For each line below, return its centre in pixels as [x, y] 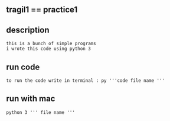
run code [23, 67]
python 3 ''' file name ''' [41, 112]
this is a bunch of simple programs [51, 44]
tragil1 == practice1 [42, 10]
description [28, 30]
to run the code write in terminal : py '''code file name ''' [86, 81]
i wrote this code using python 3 [49, 49]
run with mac [31, 99]
